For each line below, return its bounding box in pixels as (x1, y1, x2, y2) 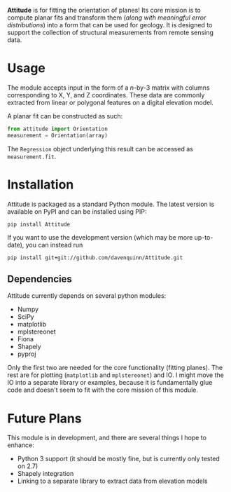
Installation (7, 177, 74, 192)
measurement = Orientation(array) (7, 132, 108, 139)
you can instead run (25, 240, 83, 249)
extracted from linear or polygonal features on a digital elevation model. (7, 98, 213, 107)
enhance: (7, 441, 35, 449)
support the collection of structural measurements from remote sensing (7, 28, 213, 36)
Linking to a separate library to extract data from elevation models (17, 477, 208, 486)
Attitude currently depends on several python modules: (7, 292, 167, 300)
